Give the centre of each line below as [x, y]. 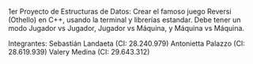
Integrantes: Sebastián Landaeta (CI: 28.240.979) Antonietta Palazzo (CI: [126, 43]
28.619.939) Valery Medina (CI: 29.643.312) [79, 52]
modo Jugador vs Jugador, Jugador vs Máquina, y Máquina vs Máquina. [126, 28]
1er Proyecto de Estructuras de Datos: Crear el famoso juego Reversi [120, 11]
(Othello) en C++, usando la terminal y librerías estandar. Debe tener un [125, 20]
